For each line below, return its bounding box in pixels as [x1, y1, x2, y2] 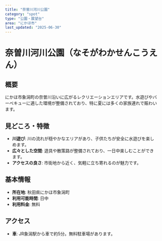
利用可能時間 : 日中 [12, 195, 49, 201]
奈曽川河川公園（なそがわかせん [5, 48, 133, 59]
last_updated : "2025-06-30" [5, 25, 62, 30]
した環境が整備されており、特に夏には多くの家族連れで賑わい [34, 100, 157, 106]
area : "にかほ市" [5, 20, 37, 26]
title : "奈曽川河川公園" [5, 7, 50, 12]
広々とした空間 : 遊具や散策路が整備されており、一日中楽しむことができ [12, 147, 154, 153]
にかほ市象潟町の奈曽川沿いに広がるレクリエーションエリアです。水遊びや [5, 94, 153, 100]
